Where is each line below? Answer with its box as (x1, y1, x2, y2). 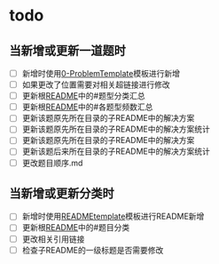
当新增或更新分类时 (9, 186, 114, 201)
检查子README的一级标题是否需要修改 (21, 244, 164, 255)
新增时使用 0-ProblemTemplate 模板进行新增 (21, 68, 180, 78)
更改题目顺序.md (21, 157, 83, 168)
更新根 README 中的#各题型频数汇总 (21, 101, 153, 112)
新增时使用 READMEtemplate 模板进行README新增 (21, 211, 205, 222)
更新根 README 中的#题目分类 (21, 222, 130, 233)
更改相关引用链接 (21, 233, 85, 244)
